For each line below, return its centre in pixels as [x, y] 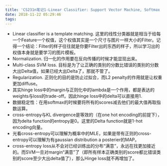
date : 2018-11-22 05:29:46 [33, 14]
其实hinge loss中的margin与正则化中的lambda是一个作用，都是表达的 [83, 90]
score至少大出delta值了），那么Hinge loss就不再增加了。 [79, 159]
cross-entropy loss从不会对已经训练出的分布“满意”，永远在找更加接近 [84, 146]
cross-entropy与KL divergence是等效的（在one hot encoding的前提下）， [87, 115]
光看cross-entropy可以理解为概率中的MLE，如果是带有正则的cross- [82, 134]
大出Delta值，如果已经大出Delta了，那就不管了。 [63, 71]
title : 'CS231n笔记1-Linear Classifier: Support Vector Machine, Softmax [83, 10]
